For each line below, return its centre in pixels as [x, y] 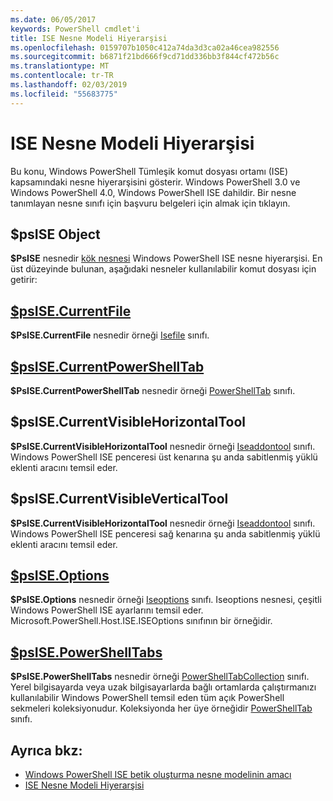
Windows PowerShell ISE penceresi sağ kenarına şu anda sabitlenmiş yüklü [165, 533]
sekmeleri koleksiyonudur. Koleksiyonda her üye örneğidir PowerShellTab [161, 708]
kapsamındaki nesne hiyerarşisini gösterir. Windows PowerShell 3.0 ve [155, 182]
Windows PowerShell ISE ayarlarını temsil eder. [107, 610]
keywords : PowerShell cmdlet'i [75, 29]
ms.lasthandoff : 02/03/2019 [69, 85]
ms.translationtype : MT [60, 66]
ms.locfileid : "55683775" [64, 94]
